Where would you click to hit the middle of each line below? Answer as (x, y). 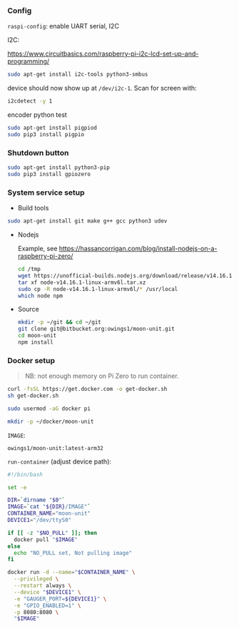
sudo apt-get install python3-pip (59, 168)
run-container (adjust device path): (60, 461)
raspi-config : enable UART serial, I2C (63, 26)
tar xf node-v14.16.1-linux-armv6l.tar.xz (82, 282)
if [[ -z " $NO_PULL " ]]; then (52, 533)
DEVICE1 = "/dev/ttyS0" (40, 520)
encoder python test (37, 115)
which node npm (40, 296)
